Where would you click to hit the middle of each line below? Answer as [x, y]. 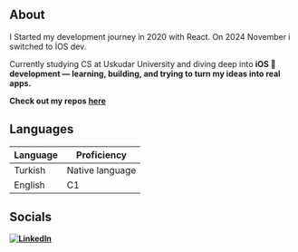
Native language [101, 170]
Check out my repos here [58, 101]
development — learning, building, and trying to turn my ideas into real [145, 73]
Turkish [30, 170]
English [29, 185]
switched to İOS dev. [48, 46]
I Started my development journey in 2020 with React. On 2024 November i [150, 36]
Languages [42, 129]
